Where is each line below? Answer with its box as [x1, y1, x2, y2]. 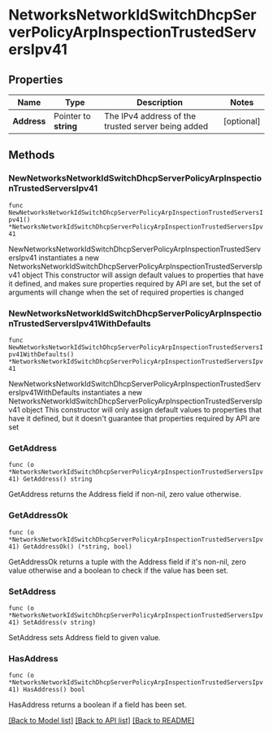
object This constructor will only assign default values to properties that [21, 404, 262, 414]
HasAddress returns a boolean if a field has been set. [8, 700, 187, 709]
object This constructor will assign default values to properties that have [21, 270, 264, 280]
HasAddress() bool [23, 686, 85, 694]
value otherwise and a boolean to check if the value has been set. [8, 565, 229, 575]
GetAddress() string [23, 475, 93, 483]
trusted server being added [104, 120, 209, 132]
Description [136, 97, 183, 107]
